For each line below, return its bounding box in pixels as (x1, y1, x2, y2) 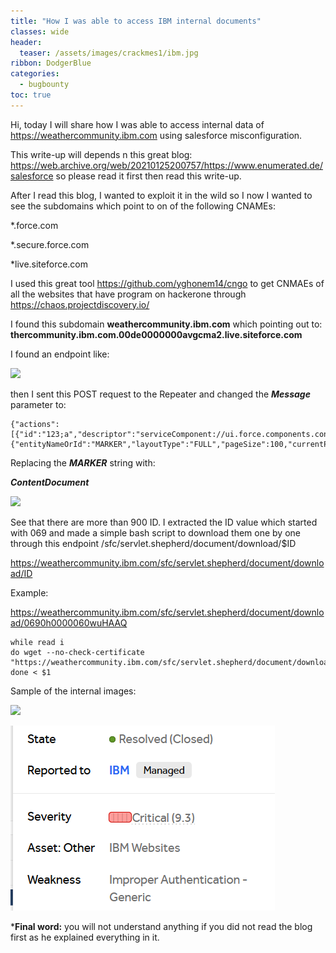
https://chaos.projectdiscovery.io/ (10, 298, 150, 310)
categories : (10, 69, 60, 79)
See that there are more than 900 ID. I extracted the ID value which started (10, 516, 318, 528)
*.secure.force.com (10, 238, 90, 250)
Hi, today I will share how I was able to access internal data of (10, 118, 265, 130)
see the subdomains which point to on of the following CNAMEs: (10, 200, 276, 212)
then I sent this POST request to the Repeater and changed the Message (10, 388, 311, 400)
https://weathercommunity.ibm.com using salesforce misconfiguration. (10, 129, 303, 141)
